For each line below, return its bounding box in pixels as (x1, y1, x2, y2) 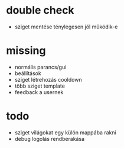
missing (6, 44, 46, 57)
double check (6, 4, 75, 17)
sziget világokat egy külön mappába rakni (14, 128, 116, 136)
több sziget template (14, 82, 65, 89)
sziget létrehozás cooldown (14, 76, 82, 83)
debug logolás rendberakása (14, 135, 84, 142)
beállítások (14, 69, 41, 77)
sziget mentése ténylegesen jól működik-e (14, 23, 118, 30)
